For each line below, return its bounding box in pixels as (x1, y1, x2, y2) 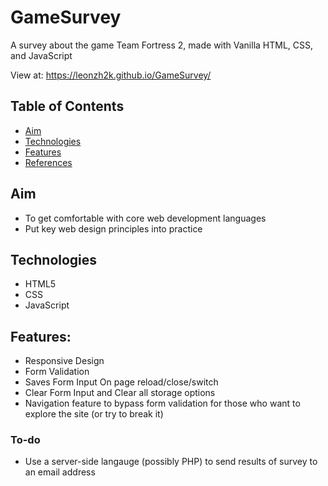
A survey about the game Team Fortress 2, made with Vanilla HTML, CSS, (10, 39, 314, 51)
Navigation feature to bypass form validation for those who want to (24, 397, 301, 410)
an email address (24, 466, 96, 478)
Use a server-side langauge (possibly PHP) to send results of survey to (24, 456, 318, 468)
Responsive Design (24, 355, 105, 367)
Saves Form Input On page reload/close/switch (24, 376, 219, 388)
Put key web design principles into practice (24, 222, 203, 235)
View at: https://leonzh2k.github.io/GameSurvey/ (10, 69, 212, 81)
